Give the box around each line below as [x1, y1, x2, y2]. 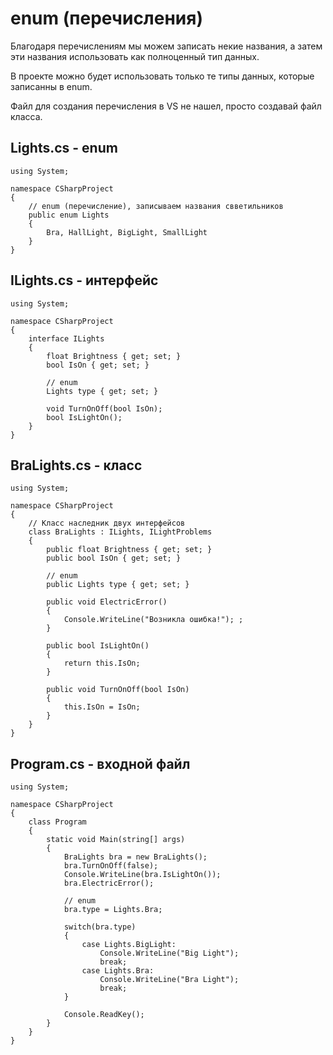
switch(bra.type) [63, 922, 137, 932]
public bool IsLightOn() [46, 641, 150, 651]
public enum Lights [28, 210, 110, 220]
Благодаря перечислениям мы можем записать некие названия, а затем [10, 40, 323, 52]
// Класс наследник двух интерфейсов [28, 518, 186, 529]
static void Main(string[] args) [46, 835, 186, 845]
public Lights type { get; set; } [46, 580, 190, 590]
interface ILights [28, 333, 105, 344]
